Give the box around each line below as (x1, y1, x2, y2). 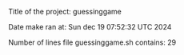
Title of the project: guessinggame (8, 7, 122, 16)
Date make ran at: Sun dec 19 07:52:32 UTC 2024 (8, 22, 172, 31)
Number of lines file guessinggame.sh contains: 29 (8, 37, 177, 47)
